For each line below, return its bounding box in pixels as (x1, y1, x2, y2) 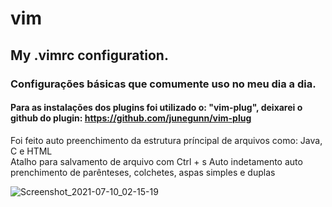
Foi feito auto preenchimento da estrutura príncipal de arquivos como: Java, (10, 134, 323, 146)
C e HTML (10, 145, 53, 157)
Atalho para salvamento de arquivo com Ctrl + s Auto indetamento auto (10, 155, 303, 167)
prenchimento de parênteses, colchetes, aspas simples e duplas (10, 166, 276, 178)
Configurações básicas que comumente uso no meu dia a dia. (10, 77, 317, 91)
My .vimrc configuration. (10, 47, 169, 64)
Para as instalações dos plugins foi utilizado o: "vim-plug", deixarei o (10, 102, 303, 114)
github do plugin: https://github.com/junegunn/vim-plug (10, 112, 252, 124)
